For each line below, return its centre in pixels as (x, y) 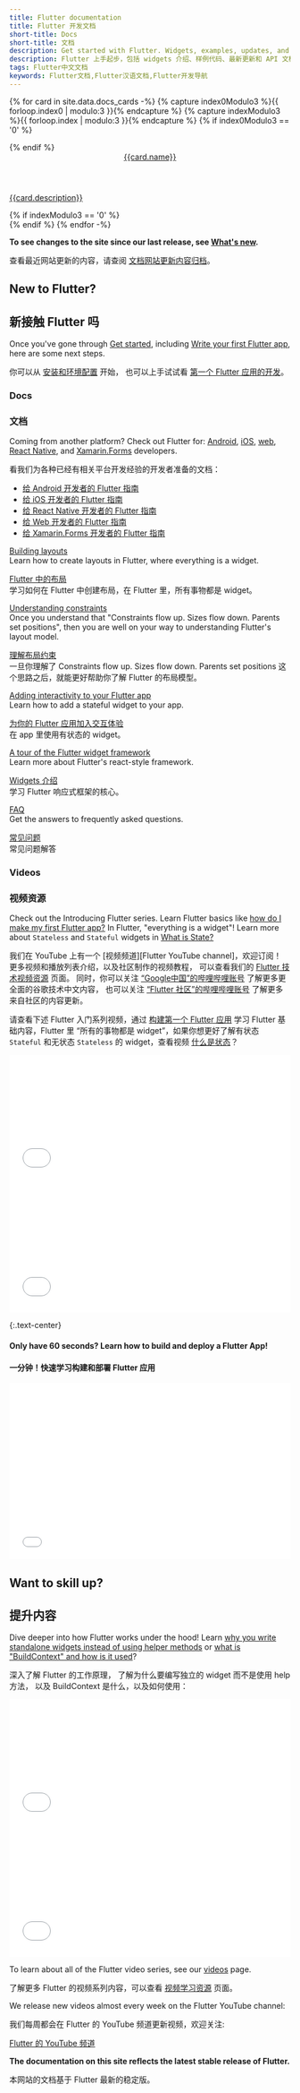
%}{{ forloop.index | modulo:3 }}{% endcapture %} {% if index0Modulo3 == (150, 120)
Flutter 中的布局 (38, 579)
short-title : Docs (43, 34)
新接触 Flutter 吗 (54, 322)
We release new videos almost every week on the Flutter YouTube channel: (147, 2006)
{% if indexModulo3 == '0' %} (65, 215)
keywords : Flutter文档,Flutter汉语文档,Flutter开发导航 (108, 76)
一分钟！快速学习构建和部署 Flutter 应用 (83, 1368)
